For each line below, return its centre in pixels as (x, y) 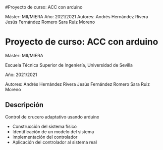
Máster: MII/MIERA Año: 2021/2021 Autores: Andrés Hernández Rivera (77, 17)
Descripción (24, 105)
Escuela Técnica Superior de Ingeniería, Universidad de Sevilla (69, 65)
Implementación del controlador (45, 137)
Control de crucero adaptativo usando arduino (52, 117)
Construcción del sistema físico (44, 126)
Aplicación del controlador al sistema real (54, 142)
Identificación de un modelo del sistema (53, 131)
